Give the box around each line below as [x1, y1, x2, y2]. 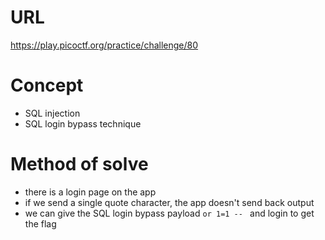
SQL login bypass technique [24, 117, 142, 130]
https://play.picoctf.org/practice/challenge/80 [10, 39, 199, 51]
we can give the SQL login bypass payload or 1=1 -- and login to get [24, 207, 315, 219]
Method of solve [10, 153, 149, 176]
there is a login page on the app [24, 186, 157, 198]
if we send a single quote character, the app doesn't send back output [24, 196, 315, 208]
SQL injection [24, 107, 81, 119]
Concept [10, 74, 84, 97]
